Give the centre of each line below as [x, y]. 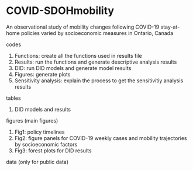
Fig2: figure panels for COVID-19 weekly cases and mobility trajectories [101, 138]
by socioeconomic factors [46, 144]
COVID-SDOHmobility [60, 11]
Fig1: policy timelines [39, 132]
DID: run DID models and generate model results [73, 68]
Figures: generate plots [42, 74]
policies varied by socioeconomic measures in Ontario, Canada [97, 33]
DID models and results [43, 109]
